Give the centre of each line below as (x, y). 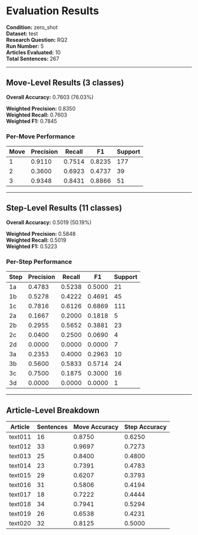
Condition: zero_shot (32, 27)
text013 (20, 456)
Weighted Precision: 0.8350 (41, 108)
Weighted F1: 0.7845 (32, 121)
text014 (20, 465)
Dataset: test (22, 33)
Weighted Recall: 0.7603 (37, 115)
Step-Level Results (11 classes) (64, 208)
